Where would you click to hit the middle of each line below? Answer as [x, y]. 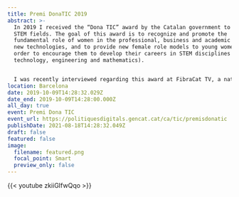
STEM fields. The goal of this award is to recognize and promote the [121, 34]
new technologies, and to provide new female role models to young [116, 47]
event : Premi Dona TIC [41, 112]
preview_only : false [44, 165]
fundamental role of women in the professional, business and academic [122, 41]
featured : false [31, 139]
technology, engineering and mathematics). [79, 60]
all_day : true [28, 106]
